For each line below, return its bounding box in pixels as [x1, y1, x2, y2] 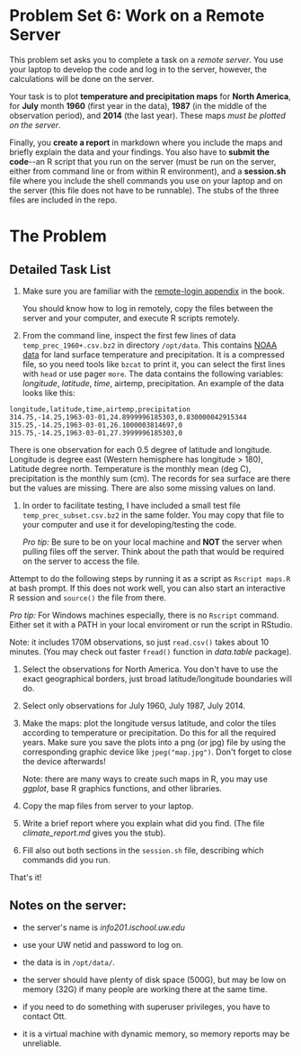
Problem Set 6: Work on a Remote [9, 5, 265, 26]
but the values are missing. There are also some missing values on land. [9, 483, 276, 493]
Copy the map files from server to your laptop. [22, 800, 194, 811]
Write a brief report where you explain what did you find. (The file [22, 817, 265, 828]
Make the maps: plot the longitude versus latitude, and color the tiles [22, 718, 277, 728]
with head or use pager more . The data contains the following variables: [22, 368, 284, 379]
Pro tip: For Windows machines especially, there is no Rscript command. [9, 609, 279, 620]
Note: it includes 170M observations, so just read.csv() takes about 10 [9, 636, 270, 647]
